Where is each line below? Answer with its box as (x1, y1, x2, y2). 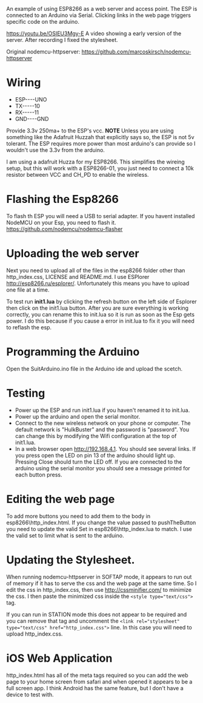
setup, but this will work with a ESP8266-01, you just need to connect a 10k (6, 164, 194, 172)
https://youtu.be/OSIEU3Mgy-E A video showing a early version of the (6, 30, 182, 37)
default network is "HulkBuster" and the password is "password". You (15, 425, 190, 433)
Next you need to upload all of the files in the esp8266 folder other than (6, 267, 185, 274)
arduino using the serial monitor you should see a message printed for (15, 464, 191, 472)
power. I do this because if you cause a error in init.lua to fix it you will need (6, 317, 195, 324)
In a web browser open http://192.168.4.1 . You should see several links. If (15, 445, 196, 452)
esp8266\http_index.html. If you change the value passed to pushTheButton (6, 519, 196, 526)
